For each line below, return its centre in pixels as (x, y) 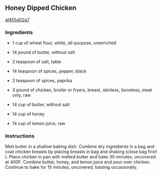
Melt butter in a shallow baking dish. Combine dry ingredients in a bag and (80, 147)
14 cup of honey (28, 114)
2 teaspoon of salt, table (37, 62)
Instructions (20, 136)
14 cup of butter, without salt (41, 105)
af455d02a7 (17, 19)
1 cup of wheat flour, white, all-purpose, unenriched (64, 43)
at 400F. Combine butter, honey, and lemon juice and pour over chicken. (78, 162)
